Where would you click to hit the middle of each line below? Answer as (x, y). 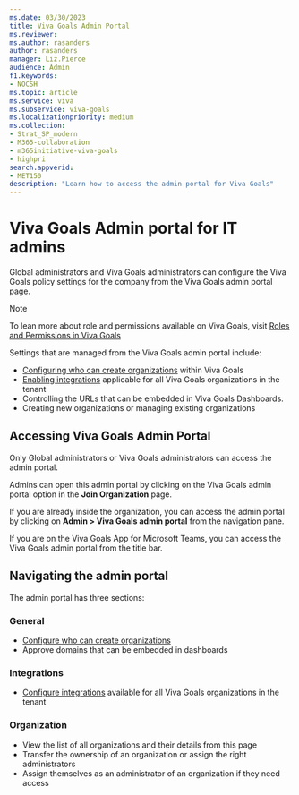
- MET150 (26, 175)
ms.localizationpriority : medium (72, 117)
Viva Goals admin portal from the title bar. (86, 548)
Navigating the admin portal (89, 576)
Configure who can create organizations (97, 640)
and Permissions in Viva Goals (65, 336)
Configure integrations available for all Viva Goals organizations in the (151, 692)
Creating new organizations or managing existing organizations (139, 408)
